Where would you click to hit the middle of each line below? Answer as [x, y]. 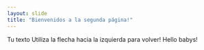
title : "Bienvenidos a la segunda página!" [70, 20]
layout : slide [27, 13]
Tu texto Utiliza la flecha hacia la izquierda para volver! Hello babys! [103, 39]
